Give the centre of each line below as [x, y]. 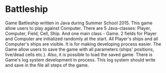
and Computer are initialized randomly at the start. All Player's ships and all [82, 39]
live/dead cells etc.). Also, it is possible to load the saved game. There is [79, 54]
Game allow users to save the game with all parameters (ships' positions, [80, 49]
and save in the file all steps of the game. [47, 65]
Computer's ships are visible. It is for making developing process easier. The [83, 44]
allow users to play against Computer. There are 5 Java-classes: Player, [78, 28]
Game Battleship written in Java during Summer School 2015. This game [79, 23]
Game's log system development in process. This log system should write [81, 60]
